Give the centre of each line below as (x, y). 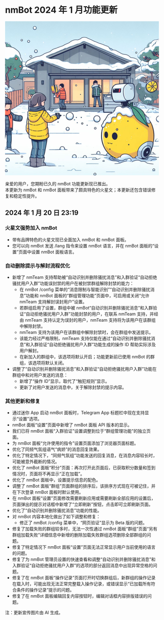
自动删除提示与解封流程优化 (38, 266)
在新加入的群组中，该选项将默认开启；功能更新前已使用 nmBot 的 (85, 356)
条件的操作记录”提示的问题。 (45, 590)
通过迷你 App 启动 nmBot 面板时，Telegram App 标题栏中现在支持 (78, 413)
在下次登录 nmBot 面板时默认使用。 (48, 492)
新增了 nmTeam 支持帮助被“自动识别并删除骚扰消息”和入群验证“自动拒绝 (85, 277)
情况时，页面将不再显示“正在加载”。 (48, 474)
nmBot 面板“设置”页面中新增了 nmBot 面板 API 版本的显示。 (72, 425)
